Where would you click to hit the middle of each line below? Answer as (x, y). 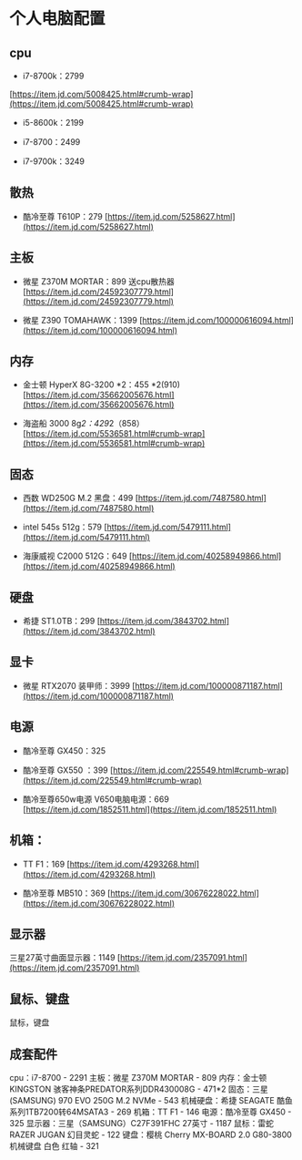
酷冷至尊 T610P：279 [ (65, 216)
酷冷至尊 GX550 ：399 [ (68, 770)
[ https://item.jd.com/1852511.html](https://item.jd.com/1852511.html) (150, 809)
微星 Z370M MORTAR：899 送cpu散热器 (98, 281)
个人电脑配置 (58, 19)
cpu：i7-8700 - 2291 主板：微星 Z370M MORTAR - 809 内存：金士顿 (138, 1077)
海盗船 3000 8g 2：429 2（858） (84, 424)
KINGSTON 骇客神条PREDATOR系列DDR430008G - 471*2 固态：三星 (139, 1089)
